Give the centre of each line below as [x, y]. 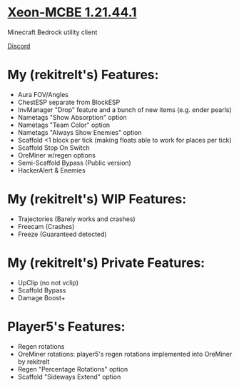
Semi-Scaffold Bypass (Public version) [75, 163]
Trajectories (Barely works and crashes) [76, 219]
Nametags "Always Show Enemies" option [80, 132]
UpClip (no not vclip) [48, 282]
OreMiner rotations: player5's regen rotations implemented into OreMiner [125, 354]
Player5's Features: [66, 326]
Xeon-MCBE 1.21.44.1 [72, 12]
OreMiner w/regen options [57, 155]
